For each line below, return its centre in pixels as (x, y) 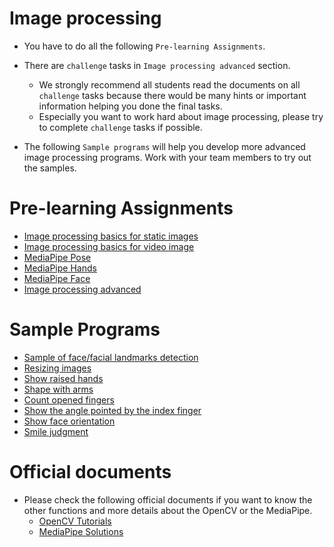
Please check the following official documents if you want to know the (168, 499)
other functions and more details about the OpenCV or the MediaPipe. (168, 510)
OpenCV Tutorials (75, 521)
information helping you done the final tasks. (130, 106)
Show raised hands (63, 378)
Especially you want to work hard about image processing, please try (181, 116)
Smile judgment (56, 431)
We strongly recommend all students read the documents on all (169, 84)
